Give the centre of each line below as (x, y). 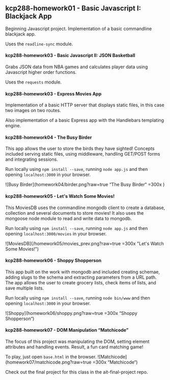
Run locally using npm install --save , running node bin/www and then (78, 298)
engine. (13, 126)
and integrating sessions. (32, 159)
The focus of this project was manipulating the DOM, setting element (77, 342)
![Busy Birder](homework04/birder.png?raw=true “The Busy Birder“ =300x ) (85, 185)
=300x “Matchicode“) (115, 362)
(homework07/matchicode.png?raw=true (48, 362)
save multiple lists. (25, 288)
